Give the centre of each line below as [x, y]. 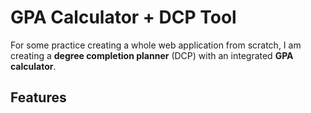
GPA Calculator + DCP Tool [123, 17]
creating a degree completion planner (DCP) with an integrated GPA [152, 55]
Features [38, 97]
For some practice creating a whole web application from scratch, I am [156, 45]
